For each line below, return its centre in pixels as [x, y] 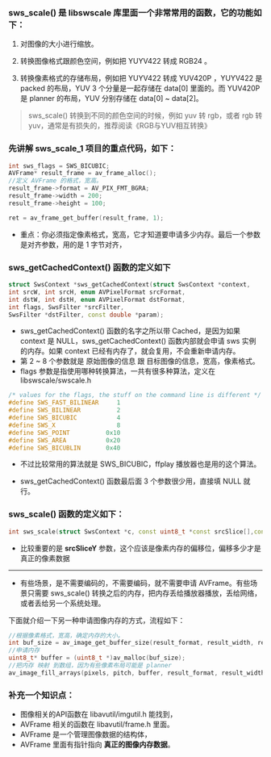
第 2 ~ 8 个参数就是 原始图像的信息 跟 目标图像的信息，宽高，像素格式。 [140, 362]
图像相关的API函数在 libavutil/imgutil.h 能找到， [98, 714]
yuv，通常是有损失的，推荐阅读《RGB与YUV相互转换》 [120, 126]
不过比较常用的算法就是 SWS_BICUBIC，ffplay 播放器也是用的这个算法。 [140, 464]
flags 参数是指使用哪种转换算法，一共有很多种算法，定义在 [118, 371]
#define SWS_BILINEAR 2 [65, 410]
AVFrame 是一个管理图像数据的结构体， [85, 734]
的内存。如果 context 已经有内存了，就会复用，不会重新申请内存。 [130, 351]
